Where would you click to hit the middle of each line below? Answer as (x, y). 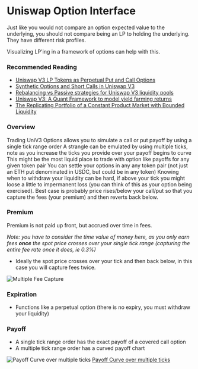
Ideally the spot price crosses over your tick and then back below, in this (104, 261)
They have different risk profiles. (47, 40)
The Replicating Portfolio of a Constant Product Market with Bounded (100, 105)
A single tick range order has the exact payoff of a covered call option (100, 342)
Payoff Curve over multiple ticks (131, 360)
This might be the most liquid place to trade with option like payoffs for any (98, 159)
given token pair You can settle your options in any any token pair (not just (98, 165)
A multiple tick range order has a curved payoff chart (80, 348)
